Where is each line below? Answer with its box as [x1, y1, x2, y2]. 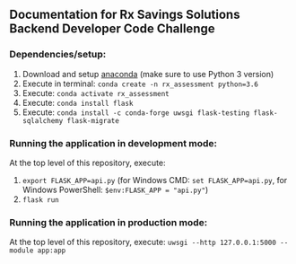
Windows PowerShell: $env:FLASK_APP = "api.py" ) [22, 184, 209, 195]
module [9, 246, 34, 255]
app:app [37, 246, 66, 255]
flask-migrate [66, 116, 119, 125]
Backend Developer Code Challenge [9, 22, 215, 37]
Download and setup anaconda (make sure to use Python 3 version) [22, 68, 274, 79]
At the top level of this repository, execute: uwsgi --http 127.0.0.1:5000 [9, 237, 276, 248]
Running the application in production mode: [9, 216, 208, 228]
